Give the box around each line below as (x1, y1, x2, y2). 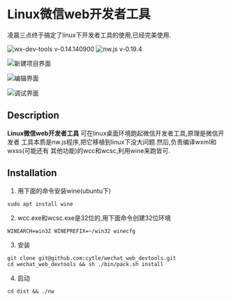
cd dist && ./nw (7, 288, 54, 295)
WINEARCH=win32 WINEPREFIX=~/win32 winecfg (7, 228, 136, 235)
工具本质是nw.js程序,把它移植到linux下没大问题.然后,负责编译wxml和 (20, 138, 217, 146)
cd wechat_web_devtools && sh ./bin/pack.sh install (7, 260, 164, 267)
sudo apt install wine (7, 200, 73, 207)
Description (7, 110, 59, 122)
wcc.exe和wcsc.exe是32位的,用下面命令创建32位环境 (17, 214, 171, 222)
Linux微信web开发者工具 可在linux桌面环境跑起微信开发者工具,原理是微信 (7, 129, 218, 137)
